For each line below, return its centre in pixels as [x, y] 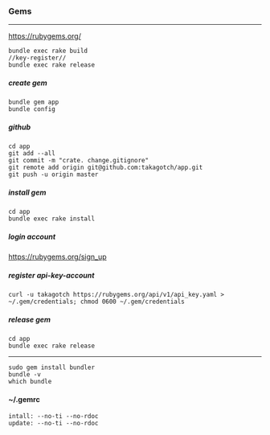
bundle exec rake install [51, 219]
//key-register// [37, 58]
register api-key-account [51, 275]
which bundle [30, 382]
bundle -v [25, 375]
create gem [28, 83]
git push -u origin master [53, 174]
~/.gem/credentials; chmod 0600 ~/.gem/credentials [96, 302]
